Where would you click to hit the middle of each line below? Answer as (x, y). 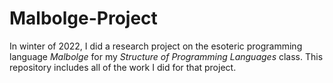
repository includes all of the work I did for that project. (123, 67)
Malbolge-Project (83, 18)
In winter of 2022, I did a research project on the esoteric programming (156, 46)
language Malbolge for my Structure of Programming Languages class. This (166, 56)
